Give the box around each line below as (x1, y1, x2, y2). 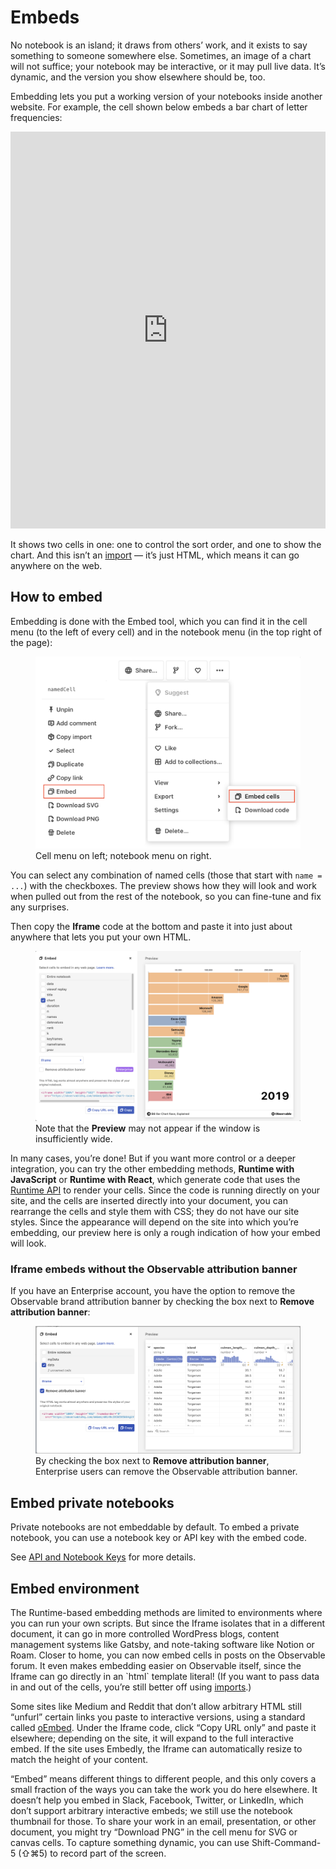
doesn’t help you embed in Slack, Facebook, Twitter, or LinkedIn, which (10, 1794, 304, 1806)
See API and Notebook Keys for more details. (10, 1551, 197, 1563)
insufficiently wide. (35, 1133, 113, 1145)
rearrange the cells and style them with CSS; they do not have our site (10, 1206, 300, 1218)
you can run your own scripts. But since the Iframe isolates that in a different (10, 1617, 326, 1630)
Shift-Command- (251, 1837, 322, 1849)
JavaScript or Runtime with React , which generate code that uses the (10, 1174, 301, 1186)
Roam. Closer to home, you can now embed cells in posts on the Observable (10, 1649, 326, 1661)
